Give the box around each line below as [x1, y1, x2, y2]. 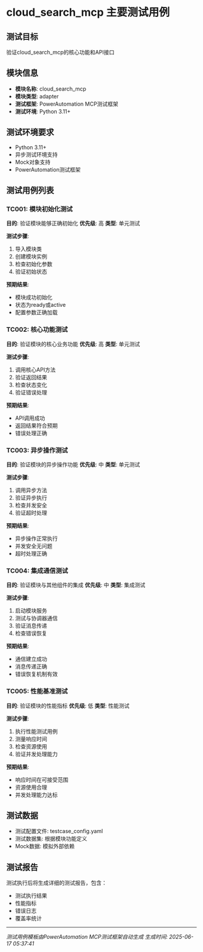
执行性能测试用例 [14, 727, 58, 735]
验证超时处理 [14, 509, 47, 516]
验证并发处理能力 [14, 750, 58, 757]
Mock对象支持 [14, 158, 51, 166]
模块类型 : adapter [14, 92, 59, 100]
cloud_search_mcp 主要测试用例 [6, 5, 170, 19]
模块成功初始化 [14, 294, 53, 301]
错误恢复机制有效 [14, 671, 58, 678]
